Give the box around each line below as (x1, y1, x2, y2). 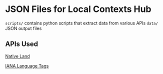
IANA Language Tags (5, 62, 49, 68)
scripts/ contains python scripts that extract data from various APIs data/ (5, 20, 158, 26)
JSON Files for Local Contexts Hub (5, 3, 151, 15)
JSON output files (5, 25, 42, 31)
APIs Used (5, 40, 38, 48)
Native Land (5, 53, 30, 59)
